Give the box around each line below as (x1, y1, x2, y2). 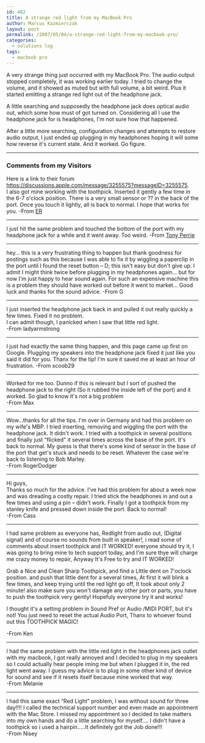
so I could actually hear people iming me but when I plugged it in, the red (6, 660, 190, 667)
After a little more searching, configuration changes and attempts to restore (6, 127, 196, 134)
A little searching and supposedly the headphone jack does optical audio (6, 102, 189, 110)
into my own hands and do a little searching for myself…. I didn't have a (6, 717, 185, 724)
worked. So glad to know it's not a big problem (6, 392, 124, 400)
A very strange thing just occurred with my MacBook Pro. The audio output (6, 71, 195, 78)
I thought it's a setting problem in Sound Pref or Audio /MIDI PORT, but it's (6, 605, 193, 612)
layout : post (6, 26, 40, 32)
